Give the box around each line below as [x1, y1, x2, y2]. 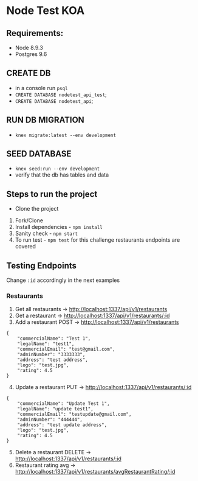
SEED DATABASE [6, 149, 72, 159]
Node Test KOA [6, 4, 85, 18]
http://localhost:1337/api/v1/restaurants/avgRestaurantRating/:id [15, 468, 176, 476]
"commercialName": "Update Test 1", [17, 401, 111, 407]
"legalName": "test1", [17, 341, 75, 347]
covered [15, 243, 36, 250]
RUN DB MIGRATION [6, 115, 85, 125]
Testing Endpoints [6, 260, 77, 271]
